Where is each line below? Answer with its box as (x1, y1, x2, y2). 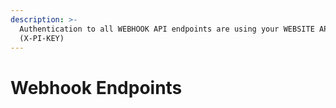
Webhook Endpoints (10, 76, 183, 99)
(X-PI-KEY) (19, 33, 65, 43)
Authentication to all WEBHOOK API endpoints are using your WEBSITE (19, 24, 315, 34)
